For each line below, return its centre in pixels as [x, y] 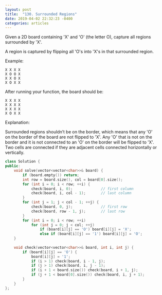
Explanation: [18, 123]
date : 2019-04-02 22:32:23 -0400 [39, 18]
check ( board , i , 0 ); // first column [82, 189]
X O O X [13, 74]
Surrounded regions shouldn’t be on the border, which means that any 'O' [79, 132]
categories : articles [27, 23]
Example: [14, 61]
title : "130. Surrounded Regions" [41, 14]
